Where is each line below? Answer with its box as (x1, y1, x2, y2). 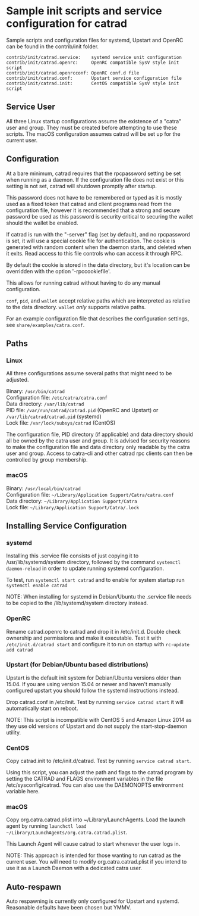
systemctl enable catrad (6, 582, 68, 589)
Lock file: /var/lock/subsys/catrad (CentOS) (6, 419, 116, 426)
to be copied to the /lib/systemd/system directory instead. (6, 600, 149, 607)
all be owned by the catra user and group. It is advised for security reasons (6, 437, 190, 444)
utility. (6, 728, 21, 736)
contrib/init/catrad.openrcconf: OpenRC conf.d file (6, 70, 140, 76)
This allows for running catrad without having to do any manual (6, 279, 160, 286)
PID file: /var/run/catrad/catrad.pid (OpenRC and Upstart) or (6, 407, 159, 414)
